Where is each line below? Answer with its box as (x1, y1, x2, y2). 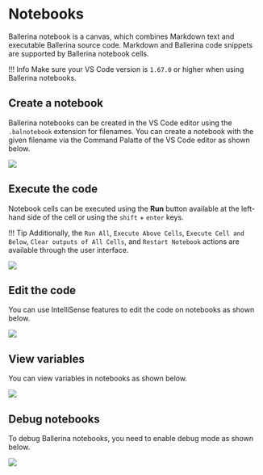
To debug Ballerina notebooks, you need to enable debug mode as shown (8, 434, 254, 443)
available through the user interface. (8, 245, 129, 254)
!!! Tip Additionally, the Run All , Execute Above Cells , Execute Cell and (8, 228, 244, 237)
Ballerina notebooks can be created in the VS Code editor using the (8, 118, 232, 128)
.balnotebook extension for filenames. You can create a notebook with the (8, 126, 254, 136)
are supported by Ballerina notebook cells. (8, 48, 149, 58)
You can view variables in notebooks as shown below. (8, 373, 188, 384)
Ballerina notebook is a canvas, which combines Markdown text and (8, 32, 235, 41)
